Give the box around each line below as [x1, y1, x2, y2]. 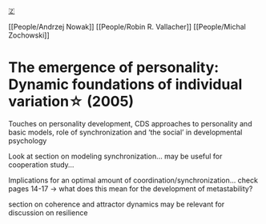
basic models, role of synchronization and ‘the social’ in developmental [8, 127, 243, 137]
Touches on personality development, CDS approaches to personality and [8, 118, 252, 128]
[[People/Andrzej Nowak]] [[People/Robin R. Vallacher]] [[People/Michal [8, 22, 246, 31]
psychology [8, 135, 47, 146]
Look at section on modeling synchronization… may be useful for [8, 151, 223, 161]
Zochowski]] [8, 30, 50, 40]
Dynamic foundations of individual [8, 75, 243, 94]
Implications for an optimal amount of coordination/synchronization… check [8, 175, 259, 185]
